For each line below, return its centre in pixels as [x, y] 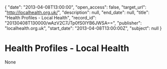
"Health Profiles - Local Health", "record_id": [50, 18]
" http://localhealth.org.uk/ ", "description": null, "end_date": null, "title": [77, 12]
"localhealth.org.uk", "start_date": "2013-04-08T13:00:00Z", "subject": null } [83, 28]
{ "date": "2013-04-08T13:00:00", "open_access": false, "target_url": [75, 7]
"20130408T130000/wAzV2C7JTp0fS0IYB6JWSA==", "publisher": [73, 23]
